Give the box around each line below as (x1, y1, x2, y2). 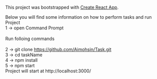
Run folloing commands (5, 35, 55, 42)
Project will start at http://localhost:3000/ (5, 68, 91, 74)
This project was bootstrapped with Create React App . (5, 5, 119, 10)
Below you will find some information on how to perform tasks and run (5, 14, 152, 20)
